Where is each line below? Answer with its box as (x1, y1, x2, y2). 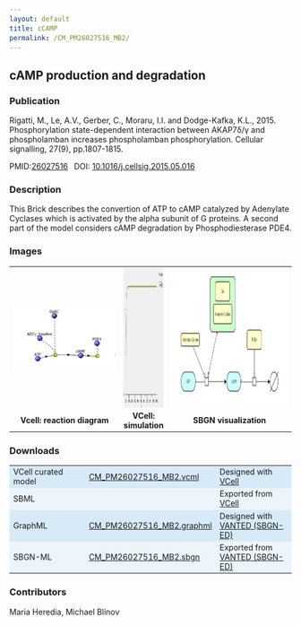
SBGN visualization (193, 415, 267, 426)
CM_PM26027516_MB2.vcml (88, 471, 200, 482)
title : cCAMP (9, 23, 58, 33)
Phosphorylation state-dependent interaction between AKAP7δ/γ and (9, 125, 266, 135)
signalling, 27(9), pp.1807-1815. (9, 143, 124, 154)
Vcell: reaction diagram (20, 415, 109, 426)
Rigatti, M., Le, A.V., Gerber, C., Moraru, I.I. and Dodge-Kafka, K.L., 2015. (9, 115, 276, 126)
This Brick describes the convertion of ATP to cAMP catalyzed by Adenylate (9, 204, 289, 214)
